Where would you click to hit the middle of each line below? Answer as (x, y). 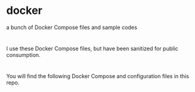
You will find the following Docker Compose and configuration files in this (98, 76)
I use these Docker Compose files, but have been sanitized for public (92, 48)
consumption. (23, 55)
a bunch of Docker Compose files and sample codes (72, 27)
